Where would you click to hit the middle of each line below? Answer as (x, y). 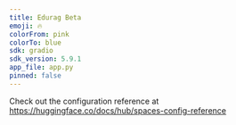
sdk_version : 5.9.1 (45, 59)
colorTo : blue (36, 42)
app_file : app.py (41, 68)
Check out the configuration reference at (84, 101)
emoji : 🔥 (26, 26)
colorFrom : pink (39, 34)
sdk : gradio (31, 51)
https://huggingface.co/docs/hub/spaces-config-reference (118, 110)
